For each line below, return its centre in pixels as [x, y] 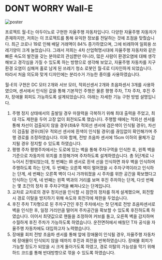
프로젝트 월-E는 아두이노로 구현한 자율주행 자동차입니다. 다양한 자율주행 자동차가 [81, 32]
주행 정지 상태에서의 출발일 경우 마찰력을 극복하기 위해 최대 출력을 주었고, [81, 113]
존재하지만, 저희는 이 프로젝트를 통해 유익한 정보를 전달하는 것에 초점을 [71, 38]
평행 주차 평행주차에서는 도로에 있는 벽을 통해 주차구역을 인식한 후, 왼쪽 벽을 [84, 149]
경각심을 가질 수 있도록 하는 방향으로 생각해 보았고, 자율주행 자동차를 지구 [87, 62]
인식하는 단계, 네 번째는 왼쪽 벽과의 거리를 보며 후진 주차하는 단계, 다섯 [78, 179]
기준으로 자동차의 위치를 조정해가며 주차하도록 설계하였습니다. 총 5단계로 [80, 155]
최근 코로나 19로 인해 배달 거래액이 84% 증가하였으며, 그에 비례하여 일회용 [81, 44]
